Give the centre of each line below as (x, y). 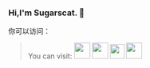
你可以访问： (29, 31)
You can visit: (50, 56)
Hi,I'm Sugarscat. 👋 (47, 13)
